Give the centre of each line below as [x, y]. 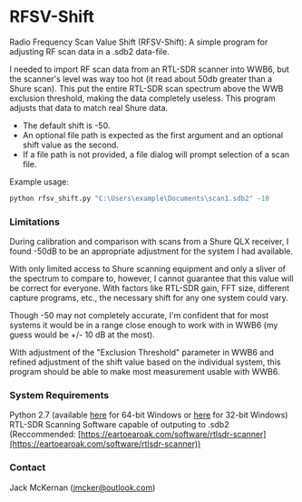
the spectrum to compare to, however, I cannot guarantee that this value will [151, 278]
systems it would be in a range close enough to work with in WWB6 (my [144, 326]
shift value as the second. [71, 145]
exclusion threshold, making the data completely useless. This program [142, 98]
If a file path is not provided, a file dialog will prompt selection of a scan [156, 154]
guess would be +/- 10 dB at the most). [83, 335]
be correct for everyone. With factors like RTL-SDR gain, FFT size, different [150, 288]
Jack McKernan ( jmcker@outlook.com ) [83, 487]
